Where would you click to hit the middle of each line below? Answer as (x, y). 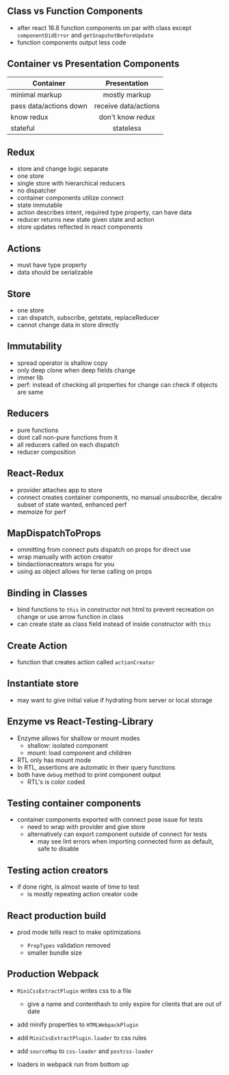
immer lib (30, 377)
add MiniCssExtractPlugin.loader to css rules (82, 1037)
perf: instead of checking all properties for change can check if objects (117, 384)
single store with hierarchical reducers (71, 184)
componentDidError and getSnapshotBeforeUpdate (85, 35)
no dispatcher (37, 190)
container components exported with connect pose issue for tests (110, 820)
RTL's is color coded (56, 782)
